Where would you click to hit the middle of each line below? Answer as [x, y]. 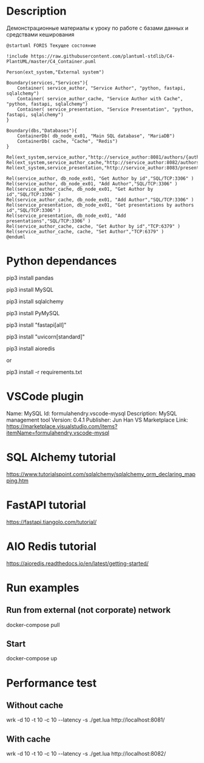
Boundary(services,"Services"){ [47, 83]
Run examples [43, 588]
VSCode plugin [45, 397]
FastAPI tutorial [46, 505]
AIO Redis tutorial [52, 546]
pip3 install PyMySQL [33, 313]
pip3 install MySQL [30, 289]
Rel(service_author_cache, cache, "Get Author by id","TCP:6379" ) [93, 226]
